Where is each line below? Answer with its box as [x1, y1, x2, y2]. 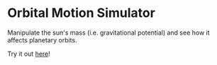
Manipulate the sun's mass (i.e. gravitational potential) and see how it [7, 28, 211, 37]
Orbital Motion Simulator [7, 5, 156, 21]
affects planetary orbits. [7, 35, 77, 44]
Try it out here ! [7, 49, 51, 58]
